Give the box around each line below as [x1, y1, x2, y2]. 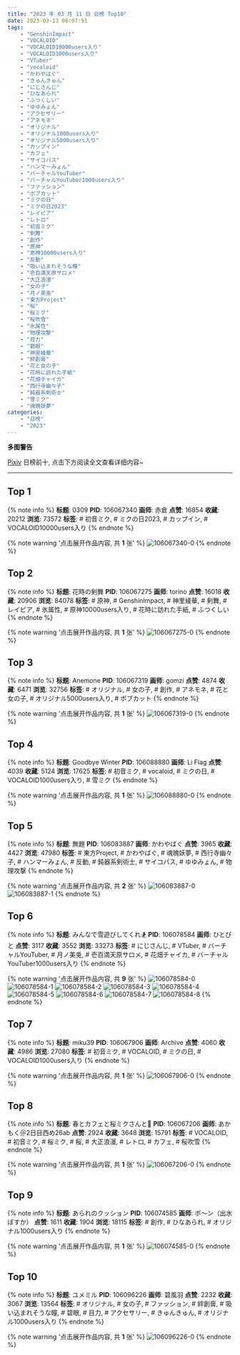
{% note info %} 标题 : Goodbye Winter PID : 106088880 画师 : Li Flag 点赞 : [7, 758, 224, 766]
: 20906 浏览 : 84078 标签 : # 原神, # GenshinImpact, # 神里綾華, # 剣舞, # [14, 596, 227, 604]
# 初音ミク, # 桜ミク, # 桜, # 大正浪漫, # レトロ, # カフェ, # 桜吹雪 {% [7, 1137, 211, 1146]
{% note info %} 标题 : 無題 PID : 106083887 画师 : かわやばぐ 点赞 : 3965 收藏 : [7, 839, 233, 848]
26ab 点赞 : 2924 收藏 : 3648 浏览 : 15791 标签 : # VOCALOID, [54, 1129, 229, 1137]
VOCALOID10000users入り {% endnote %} [7, 523, 134, 532]
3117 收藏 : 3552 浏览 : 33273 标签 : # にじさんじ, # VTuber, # [31, 941, 207, 950]
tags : [7, 24, 24, 31]
